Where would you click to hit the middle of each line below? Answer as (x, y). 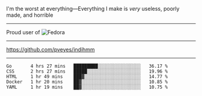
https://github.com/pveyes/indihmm (50, 49)
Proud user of (23, 32)
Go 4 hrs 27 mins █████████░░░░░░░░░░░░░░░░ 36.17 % (87, 66)
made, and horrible (30, 15)
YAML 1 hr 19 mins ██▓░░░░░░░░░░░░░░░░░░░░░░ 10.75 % (87, 87)
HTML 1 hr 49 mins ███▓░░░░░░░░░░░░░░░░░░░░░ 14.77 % (87, 77)
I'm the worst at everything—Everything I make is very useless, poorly (93, 9)
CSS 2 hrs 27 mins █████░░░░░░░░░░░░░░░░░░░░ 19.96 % (87, 71)
